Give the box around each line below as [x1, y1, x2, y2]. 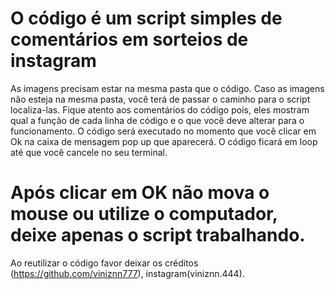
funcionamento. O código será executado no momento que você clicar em [10, 125, 317, 137]
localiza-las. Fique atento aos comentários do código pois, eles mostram [10, 103, 310, 116]
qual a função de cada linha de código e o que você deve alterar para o [10, 114, 305, 126]
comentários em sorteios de [10, 28, 249, 51]
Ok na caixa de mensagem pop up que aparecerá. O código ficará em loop [10, 135, 318, 147]
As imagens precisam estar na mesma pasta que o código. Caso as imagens [10, 82, 325, 94]
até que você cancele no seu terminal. [10, 146, 168, 158]
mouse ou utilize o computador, [10, 203, 278, 226]
